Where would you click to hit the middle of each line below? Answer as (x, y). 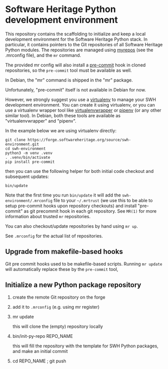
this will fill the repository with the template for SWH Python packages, (86, 346)
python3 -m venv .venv (29, 153)
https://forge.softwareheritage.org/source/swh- (79, 140)
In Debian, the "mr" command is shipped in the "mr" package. (69, 80)
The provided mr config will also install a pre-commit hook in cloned (75, 65)
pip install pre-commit (30, 162)
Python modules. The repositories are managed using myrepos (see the (79, 50)
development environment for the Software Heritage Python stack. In (76, 39)
